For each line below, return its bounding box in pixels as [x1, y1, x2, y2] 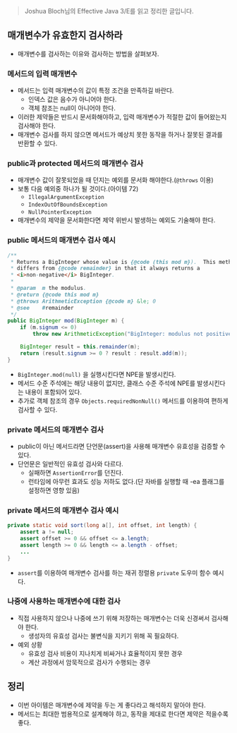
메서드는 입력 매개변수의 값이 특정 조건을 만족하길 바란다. [17, 86, 174, 95]
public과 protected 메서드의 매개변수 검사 [7, 159, 144, 169]
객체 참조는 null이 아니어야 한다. [28, 104, 116, 112]
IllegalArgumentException [28, 194, 104, 201]
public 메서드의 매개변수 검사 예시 [7, 236, 116, 246]
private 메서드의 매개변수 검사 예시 [7, 505, 119, 515]
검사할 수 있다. [17, 405, 58, 413]
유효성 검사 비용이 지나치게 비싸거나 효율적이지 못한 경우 [28, 649, 183, 658]
